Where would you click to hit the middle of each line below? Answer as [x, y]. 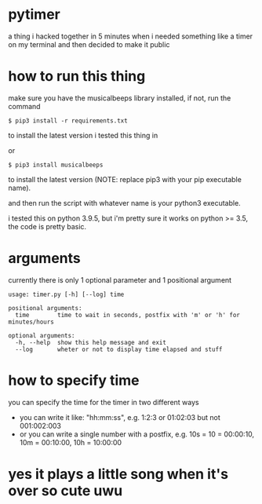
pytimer [34, 15]
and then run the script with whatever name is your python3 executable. [124, 203]
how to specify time [74, 380]
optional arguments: [42, 335]
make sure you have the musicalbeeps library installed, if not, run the [120, 98]
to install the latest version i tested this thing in [83, 135]
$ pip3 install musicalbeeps [56, 165]
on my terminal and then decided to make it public [89, 44]
